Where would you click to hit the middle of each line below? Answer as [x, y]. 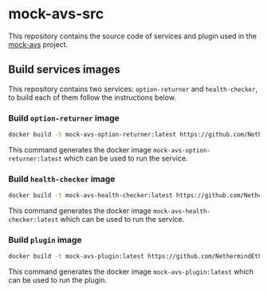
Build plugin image [45, 240]
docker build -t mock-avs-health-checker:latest [91, 196]
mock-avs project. [38, 44]
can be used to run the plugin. [58, 280]
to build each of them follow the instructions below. [93, 97]
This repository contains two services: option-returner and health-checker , [133, 89]
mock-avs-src [56, 14]
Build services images [65, 70]
